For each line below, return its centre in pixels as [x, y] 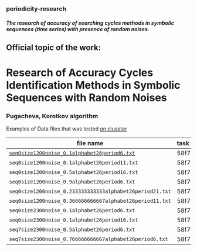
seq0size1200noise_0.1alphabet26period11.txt [74, 163]
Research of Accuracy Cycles [80, 73]
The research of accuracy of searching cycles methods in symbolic [90, 23]
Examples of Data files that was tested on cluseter [67, 129]
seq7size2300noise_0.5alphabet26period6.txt [72, 230]
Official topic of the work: [54, 47]
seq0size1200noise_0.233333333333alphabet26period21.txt [90, 192]
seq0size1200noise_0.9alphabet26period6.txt [72, 182]
